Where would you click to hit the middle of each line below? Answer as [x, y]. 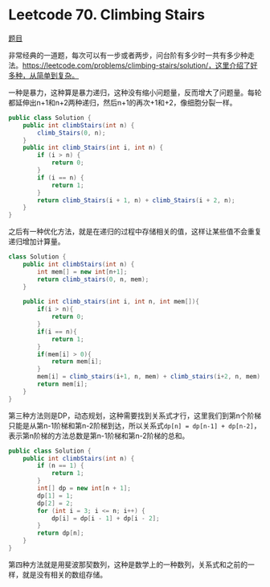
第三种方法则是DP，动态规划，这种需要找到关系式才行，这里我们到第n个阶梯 [135, 415]
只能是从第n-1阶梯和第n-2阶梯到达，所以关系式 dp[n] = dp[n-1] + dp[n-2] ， [135, 425]
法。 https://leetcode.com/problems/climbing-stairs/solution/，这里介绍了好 [133, 65]
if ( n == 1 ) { [61, 466]
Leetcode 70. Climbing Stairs [106, 15]
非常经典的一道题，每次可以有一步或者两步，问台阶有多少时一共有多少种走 [131, 55]
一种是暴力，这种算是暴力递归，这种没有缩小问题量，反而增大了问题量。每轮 [135, 92]
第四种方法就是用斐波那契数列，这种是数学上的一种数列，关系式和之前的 [128, 564]
